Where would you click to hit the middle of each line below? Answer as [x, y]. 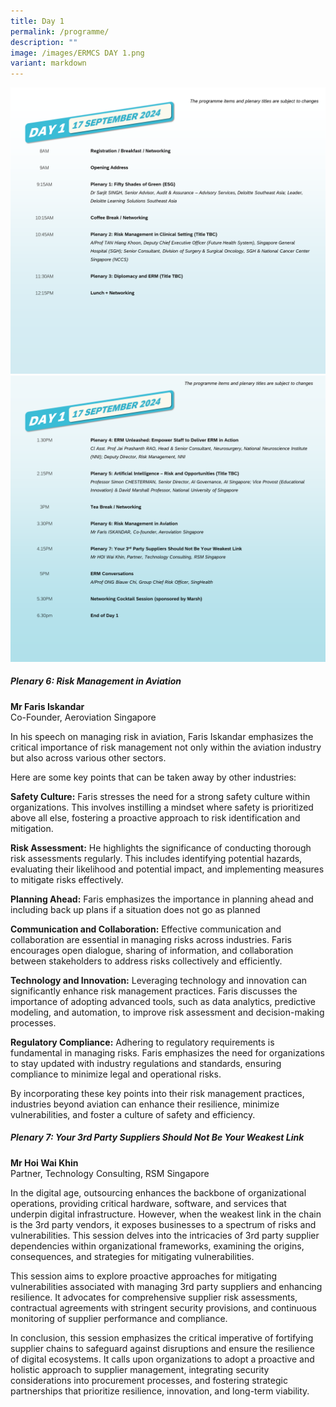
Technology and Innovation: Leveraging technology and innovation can [159, 980]
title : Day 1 [37, 21]
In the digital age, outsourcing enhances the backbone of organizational [158, 1192]
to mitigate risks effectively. [67, 879]
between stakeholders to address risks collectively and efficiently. [146, 961]
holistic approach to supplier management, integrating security [140, 1369]
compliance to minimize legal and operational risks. [116, 1074]
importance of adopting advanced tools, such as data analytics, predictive [163, 1001]
